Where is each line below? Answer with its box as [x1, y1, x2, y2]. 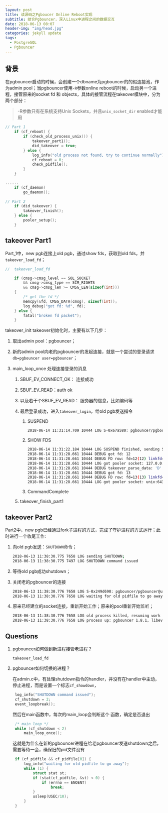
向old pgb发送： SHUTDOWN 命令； [12, 543, 77, 550]
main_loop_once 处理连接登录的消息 [12, 366, 87, 372]
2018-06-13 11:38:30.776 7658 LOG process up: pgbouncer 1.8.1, [12, 618, 149, 623]
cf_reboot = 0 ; [31, 157, 64, 162]
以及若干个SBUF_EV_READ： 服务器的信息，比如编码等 [19, 398, 133, 404]
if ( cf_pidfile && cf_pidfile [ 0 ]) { [14, 757, 91, 762]
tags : [5, 36, 16, 41]
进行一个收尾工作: [9, 533, 46, 539]
